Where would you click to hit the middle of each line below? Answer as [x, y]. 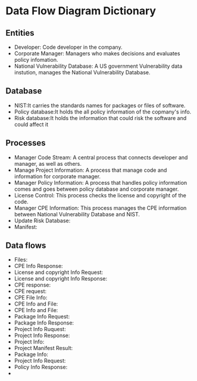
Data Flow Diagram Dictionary [81, 11]
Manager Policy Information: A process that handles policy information [101, 182]
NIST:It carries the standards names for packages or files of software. [100, 105]
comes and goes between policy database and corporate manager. [96, 189]
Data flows [26, 246]
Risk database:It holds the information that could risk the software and [100, 118]
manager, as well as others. [48, 163]
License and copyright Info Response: [61, 279]
